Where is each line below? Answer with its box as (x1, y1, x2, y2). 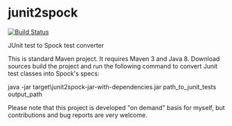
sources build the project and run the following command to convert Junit (8, 62, 217, 70)
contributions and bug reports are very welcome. (8, 111, 148, 119)
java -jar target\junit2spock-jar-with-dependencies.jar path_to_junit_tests (8, 82, 217, 91)
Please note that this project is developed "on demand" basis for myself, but (8, 103, 225, 111)
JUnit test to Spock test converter (8, 41, 105, 49)
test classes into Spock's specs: (8, 69, 100, 78)
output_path (8, 90, 42, 98)
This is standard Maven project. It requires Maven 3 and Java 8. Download (8, 54, 220, 63)
